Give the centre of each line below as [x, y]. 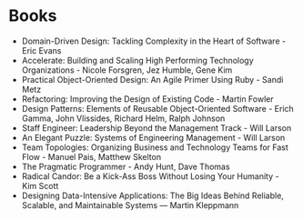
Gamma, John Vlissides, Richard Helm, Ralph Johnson [123, 118]
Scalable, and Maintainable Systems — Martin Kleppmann [130, 205]
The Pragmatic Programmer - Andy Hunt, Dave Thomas [126, 166]
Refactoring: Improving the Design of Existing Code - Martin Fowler [147, 99]
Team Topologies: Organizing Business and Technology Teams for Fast [155, 147]
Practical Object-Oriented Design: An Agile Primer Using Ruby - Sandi [152, 79]
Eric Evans [41, 50]
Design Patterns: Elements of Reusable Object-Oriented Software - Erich [158, 108]
